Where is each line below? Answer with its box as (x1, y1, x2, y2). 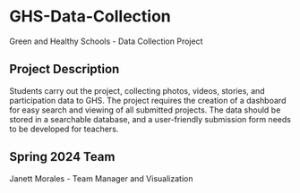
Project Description (9, 62, 120, 77)
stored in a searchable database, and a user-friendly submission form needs (9, 113, 291, 124)
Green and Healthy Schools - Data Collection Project (9, 36, 203, 46)
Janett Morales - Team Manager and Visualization (9, 172, 193, 184)
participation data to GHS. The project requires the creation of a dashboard (9, 95, 287, 105)
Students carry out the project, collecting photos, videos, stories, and (9, 85, 266, 96)
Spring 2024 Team (9, 149, 116, 164)
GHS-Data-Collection (9, 6, 172, 27)
